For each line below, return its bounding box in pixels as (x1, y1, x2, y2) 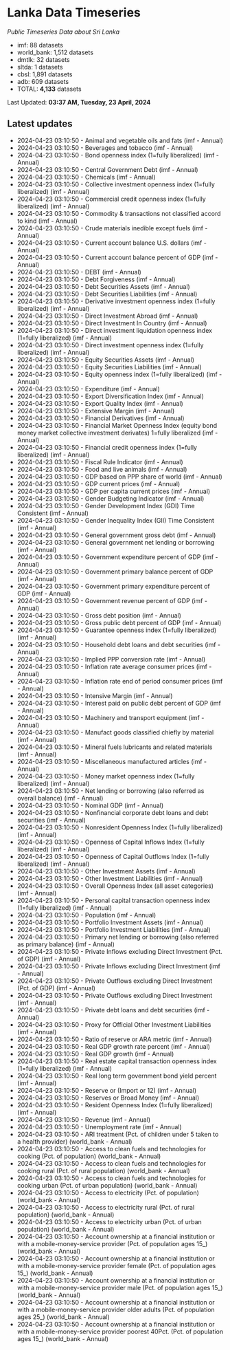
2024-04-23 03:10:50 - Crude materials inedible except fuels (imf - (16, 224, 208, 232)
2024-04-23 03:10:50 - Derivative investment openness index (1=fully (16, 297, 216, 305)
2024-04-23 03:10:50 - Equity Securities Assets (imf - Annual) (16, 356, 194, 364)
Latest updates (7, 118, 73, 130)
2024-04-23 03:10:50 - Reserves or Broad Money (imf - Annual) (16, 1093, 200, 1102)
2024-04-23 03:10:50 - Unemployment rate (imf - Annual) (16, 1122, 182, 1131)
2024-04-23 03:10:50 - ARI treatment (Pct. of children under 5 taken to (16, 1130, 219, 1138)
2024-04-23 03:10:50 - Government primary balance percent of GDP (16, 567, 214, 576)
